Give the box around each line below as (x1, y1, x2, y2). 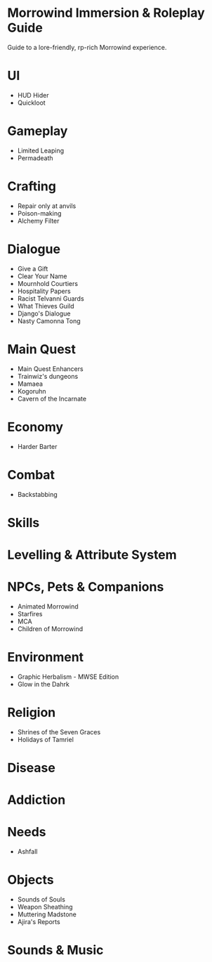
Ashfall (17, 847, 38, 855)
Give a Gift (17, 264, 48, 273)
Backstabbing (17, 490, 58, 498)
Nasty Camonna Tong (17, 316, 81, 325)
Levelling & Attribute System (7, 547, 177, 563)
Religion (7, 704, 56, 720)
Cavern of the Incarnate (17, 394, 86, 403)
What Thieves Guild (17, 301, 75, 310)
